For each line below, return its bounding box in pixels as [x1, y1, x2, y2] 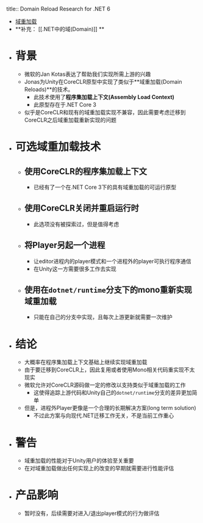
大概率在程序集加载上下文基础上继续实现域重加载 [24, 359, 148, 366]
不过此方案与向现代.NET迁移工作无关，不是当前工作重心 [33, 412, 174, 419]
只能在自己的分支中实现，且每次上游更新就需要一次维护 [33, 313, 173, 321]
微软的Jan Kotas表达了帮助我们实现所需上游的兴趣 [24, 70, 151, 78]
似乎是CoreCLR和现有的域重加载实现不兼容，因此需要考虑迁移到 [24, 108, 186, 115]
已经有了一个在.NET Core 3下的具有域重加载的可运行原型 [33, 183, 177, 191]
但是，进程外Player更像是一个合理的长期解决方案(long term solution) [24, 404, 196, 412]
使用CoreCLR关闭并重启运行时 [24, 203, 139, 213]
